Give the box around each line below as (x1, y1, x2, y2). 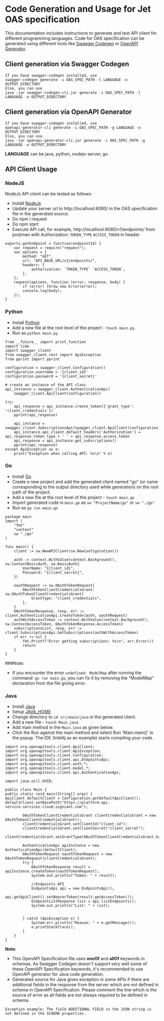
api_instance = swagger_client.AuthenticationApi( (5, 387, 110, 392)
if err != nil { (14, 634, 47, 639)
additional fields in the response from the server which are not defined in (12, 982, 159, 988)
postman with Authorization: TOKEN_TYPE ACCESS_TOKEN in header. (12, 232, 141, 237)
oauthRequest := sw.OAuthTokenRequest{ (14, 583, 95, 588)
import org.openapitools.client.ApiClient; (5, 744, 95, 749)
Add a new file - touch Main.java (12, 719, 79, 725)
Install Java (12, 704, 35, 709)
